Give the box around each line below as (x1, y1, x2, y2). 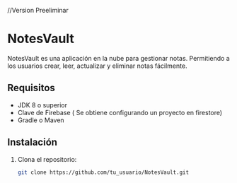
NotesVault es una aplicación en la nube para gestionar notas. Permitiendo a (7, 54, 230, 62)
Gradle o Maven (17, 116, 65, 124)
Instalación (7, 136, 58, 148)
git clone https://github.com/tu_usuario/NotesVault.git (17, 169, 190, 176)
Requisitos (7, 82, 55, 94)
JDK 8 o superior (17, 100, 68, 109)
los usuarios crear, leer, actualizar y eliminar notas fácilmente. (7, 61, 187, 70)
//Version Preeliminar (7, 6, 69, 14)
